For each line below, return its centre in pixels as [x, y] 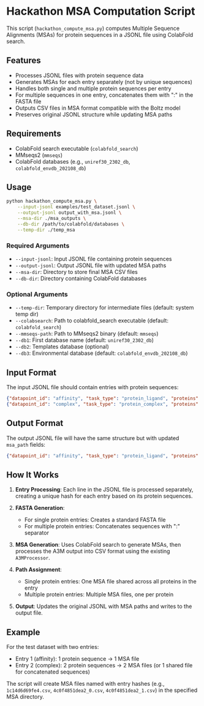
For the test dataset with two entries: [53, 647]
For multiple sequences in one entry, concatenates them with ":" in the [104, 95]
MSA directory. [25, 697]
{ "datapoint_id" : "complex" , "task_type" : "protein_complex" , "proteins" [103, 404]
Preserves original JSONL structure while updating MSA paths [94, 114]
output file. [29, 613]
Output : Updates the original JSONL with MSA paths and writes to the [104, 606]
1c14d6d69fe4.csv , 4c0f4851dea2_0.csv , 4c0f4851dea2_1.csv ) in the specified [102, 690]
